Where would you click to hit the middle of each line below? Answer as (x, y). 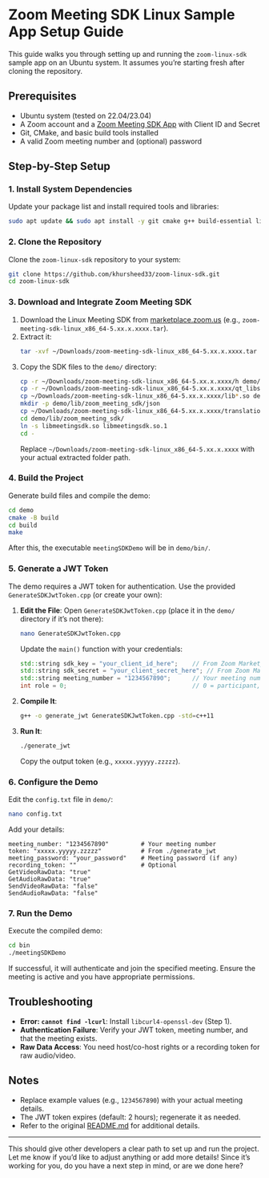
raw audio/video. (48, 1055)
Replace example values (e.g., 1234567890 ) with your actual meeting (131, 1099)
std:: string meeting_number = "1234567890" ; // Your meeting (133, 678)
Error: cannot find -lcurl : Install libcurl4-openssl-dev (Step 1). (126, 1021)
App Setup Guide (66, 32)
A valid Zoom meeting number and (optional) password (111, 141)
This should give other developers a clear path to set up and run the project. (134, 1148)
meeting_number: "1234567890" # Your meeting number (112, 844)
